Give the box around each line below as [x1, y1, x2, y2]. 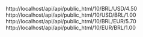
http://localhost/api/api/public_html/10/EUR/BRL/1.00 [5, 24, 136, 31]
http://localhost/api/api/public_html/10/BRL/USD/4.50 [5, 5, 138, 12]
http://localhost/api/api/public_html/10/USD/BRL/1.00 [5, 11, 136, 18]
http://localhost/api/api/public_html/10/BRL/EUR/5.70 [5, 18, 136, 24]
